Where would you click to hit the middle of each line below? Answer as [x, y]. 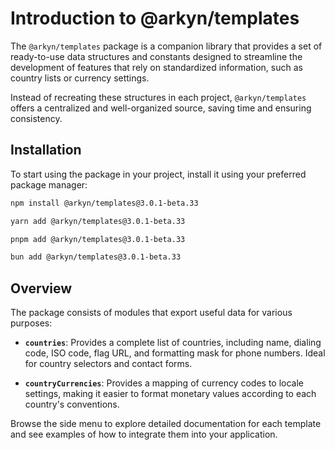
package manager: [49, 184]
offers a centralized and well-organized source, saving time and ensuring [161, 108]
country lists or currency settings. [80, 78]
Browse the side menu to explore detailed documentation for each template [166, 424]
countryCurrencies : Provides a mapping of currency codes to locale [164, 383]
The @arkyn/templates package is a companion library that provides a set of [166, 46]
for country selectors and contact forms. [108, 364]
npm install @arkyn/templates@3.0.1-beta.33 [104, 203]
